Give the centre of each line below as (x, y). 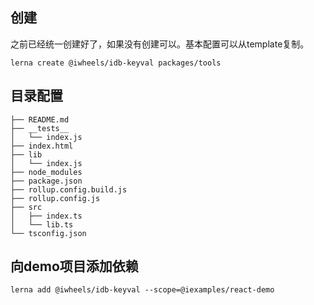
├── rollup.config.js (55, 198)
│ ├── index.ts (46, 216)
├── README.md (40, 119)
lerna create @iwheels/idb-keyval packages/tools (116, 63)
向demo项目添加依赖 (74, 266)
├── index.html (42, 146)
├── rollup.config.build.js (69, 189)
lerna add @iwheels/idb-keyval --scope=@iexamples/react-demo (142, 290)
